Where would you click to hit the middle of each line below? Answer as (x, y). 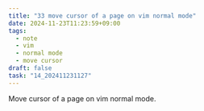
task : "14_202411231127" (50, 76)
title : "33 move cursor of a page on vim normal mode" (102, 16)
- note (27, 38)
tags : (17, 31)
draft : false (30, 68)
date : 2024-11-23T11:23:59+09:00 (65, 23)
